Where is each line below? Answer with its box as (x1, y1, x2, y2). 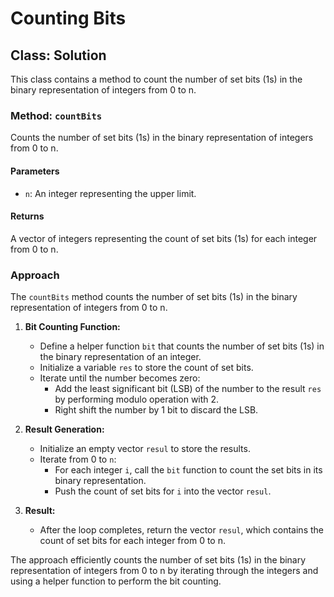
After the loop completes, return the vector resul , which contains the (39, 524, 324, 536)
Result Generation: (24, 423, 105, 435)
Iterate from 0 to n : (39, 453, 117, 465)
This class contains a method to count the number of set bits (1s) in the (10, 73, 303, 85)
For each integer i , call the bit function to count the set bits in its (54, 464, 323, 476)
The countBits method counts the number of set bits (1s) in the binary (10, 291, 298, 302)
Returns (10, 210, 45, 222)
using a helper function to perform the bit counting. (10, 575, 222, 587)
